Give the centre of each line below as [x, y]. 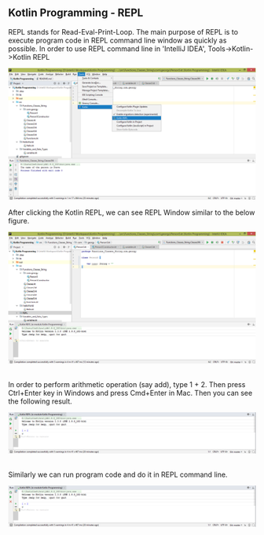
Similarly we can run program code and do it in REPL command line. [118, 474]
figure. [19, 220]
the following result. [40, 401]
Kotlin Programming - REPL [76, 13]
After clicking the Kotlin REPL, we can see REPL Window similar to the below [132, 212]
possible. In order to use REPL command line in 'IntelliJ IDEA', [107, 48]
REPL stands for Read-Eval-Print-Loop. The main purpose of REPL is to [123, 31]
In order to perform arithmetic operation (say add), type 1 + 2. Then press [127, 384]
